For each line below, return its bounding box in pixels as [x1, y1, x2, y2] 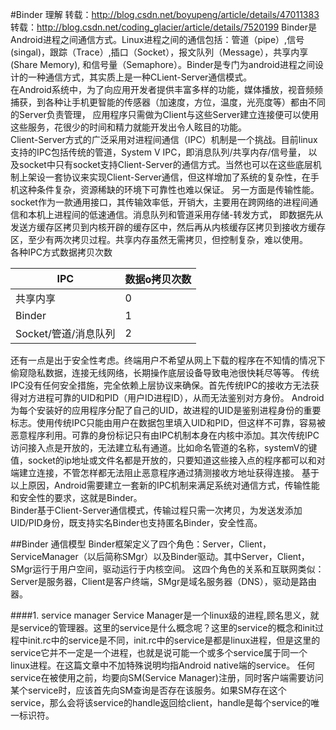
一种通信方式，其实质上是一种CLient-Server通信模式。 [27, 71, 253, 83]
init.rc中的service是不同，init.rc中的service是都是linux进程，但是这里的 [27, 634, 321, 646]
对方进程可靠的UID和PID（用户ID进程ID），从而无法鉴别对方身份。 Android [18, 392, 325, 403]
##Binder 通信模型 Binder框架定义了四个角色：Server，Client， [10, 538, 272, 550]
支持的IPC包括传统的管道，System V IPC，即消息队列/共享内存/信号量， [10, 146, 307, 158]
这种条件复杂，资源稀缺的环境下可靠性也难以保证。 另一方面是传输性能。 [18, 184, 320, 195]
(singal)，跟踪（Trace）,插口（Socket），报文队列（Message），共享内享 [10, 46, 309, 58]
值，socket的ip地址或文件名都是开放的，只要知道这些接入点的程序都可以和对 [10, 454, 326, 466]
